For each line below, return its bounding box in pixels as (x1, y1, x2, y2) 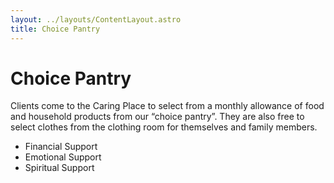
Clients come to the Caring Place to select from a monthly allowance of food (10, 100, 325, 112)
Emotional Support (24, 151, 102, 163)
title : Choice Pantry (10, 24, 101, 34)
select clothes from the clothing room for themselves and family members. (10, 121, 318, 133)
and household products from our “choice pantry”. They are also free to (10, 111, 305, 123)
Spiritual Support (24, 162, 95, 174)
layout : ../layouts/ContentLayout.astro (10, 14, 182, 25)
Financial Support (24, 141, 98, 153)
